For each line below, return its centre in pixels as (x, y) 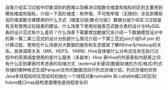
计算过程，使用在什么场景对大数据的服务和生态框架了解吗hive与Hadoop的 (81, 45)
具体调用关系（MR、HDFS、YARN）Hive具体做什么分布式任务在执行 (84, 51)
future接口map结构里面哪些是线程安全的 (47, 82)
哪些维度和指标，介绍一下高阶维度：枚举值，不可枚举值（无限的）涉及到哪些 (84, 13)
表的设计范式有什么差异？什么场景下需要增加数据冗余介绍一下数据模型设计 (82, 32)
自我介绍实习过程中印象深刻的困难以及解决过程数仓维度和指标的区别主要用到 (84, 7)
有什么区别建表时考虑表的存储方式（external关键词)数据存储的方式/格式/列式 (84, 63)
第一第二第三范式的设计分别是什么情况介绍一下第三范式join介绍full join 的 (85, 38)
